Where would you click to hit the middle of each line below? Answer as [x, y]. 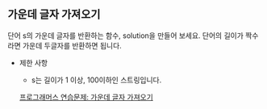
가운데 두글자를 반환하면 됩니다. [72, 45]
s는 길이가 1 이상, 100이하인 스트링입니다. [96, 80]
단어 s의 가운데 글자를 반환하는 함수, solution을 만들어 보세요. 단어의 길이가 [125, 36]
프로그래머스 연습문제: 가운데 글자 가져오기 [86, 97]
